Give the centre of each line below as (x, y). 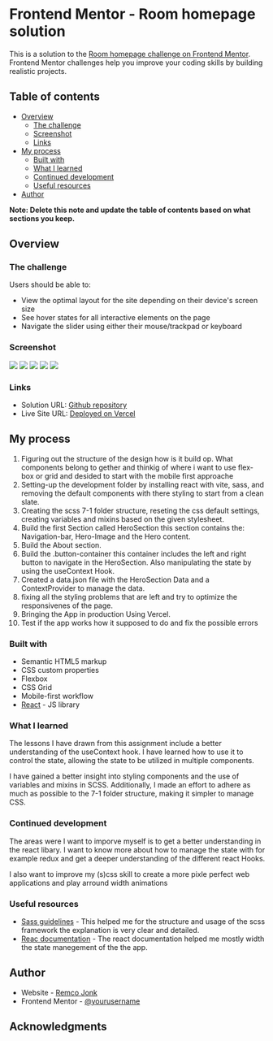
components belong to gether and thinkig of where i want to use (128, 467)
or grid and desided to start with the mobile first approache (135, 475)
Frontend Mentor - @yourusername (80, 1001)
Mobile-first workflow (57, 696)
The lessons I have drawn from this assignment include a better (115, 744)
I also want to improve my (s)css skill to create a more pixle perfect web (130, 874)
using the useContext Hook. (67, 570)
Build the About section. (61, 544)
